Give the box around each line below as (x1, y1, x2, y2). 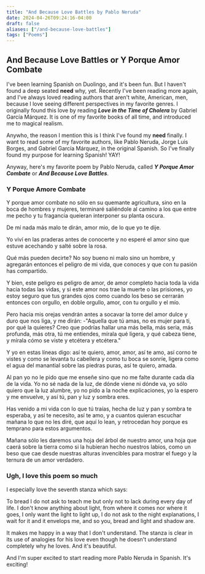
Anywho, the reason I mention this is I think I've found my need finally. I (6, 132, 187, 139)
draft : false (6, 20, 40, 26)
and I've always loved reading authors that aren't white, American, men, (6, 93, 188, 101)
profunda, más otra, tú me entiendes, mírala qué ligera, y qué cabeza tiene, (6, 330, 196, 338)
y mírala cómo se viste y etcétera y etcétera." (6, 337, 121, 344)
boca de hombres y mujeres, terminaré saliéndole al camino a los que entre (6, 205, 197, 213)
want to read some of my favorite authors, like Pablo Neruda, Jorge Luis (6, 138, 188, 145)
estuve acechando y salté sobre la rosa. (6, 242, 107, 250)
